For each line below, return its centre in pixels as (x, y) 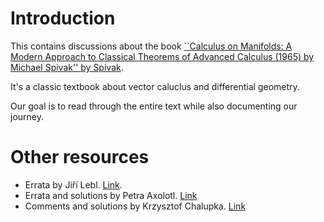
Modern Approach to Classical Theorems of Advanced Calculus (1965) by (162, 56)
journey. (27, 116)
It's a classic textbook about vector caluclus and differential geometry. (155, 86)
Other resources (80, 157)
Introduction (63, 18)
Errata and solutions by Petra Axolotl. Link (111, 195)
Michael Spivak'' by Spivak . (67, 67)
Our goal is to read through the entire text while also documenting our (154, 106)
